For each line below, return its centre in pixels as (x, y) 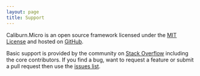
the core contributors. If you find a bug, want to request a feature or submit (100, 60)
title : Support (25, 18)
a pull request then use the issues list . (54, 66)
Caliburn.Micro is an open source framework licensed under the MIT (92, 35)
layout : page (23, 12)
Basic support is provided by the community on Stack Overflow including (98, 53)
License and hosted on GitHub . (45, 41)
